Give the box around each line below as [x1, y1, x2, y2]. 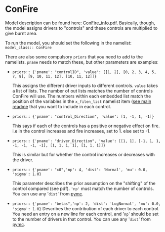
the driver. [12, 157, 34, 163]
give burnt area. [5, 30, 38, 36]
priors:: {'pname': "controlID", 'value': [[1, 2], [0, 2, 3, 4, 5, [12, 69, 157, 75]
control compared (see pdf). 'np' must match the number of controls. [12, 186, 154, 191]
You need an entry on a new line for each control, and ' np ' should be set [12, 211, 159, 217]
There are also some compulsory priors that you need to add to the [5, 53, 143, 60]
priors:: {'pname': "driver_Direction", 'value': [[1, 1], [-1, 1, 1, [12, 139, 161, 143]
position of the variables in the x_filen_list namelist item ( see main [12, 98, 152, 104]
